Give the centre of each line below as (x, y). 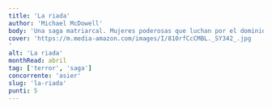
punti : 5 (23, 91)
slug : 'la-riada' (38, 83)
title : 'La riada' (39, 16)
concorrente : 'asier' (45, 76)
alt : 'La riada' (36, 53)
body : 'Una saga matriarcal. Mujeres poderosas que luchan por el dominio (137, 31)
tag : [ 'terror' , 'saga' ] (50, 68)
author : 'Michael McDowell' (56, 23)
